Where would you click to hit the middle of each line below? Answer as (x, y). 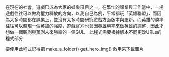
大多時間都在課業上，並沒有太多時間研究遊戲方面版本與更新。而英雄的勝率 (87, 20)
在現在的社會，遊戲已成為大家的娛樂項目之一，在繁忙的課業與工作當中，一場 (84, 7)
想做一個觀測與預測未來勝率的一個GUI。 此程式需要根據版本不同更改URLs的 (83, 32)
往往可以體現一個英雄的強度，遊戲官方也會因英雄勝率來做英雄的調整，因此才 (84, 26)
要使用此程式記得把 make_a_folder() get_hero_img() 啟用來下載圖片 (75, 49)
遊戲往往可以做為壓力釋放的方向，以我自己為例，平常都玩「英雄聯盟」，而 (81, 13)
